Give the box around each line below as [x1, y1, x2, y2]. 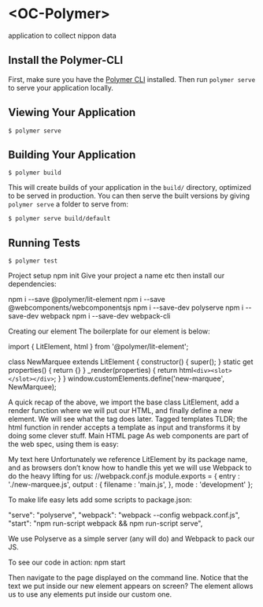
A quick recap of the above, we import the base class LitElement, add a [8, 397, 239, 407]
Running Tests [8, 236, 80, 249]
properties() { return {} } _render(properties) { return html [8, 366, 194, 375]
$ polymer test [8, 257, 58, 265]
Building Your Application [8, 147, 136, 162]
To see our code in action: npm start [8, 557, 126, 568]
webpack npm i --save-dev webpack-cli [40, 311, 171, 321]
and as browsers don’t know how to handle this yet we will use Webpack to [8, 463, 252, 473]
